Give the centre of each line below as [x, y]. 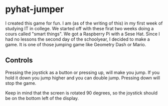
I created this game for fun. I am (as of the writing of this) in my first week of [84, 23]
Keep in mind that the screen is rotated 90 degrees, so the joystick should [81, 93]
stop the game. [21, 83]
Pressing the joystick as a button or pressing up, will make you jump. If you [82, 72]
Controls [19, 61]
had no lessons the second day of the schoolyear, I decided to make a [78, 39]
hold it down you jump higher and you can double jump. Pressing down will [83, 78]
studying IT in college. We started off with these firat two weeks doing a [79, 28]
